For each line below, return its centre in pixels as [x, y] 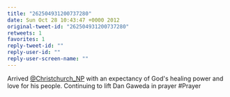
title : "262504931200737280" [49, 14]
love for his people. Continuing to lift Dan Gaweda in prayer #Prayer [104, 86]
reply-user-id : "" [34, 53]
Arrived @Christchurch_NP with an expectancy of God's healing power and [115, 78]
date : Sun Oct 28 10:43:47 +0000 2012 [63, 20]
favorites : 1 [26, 39]
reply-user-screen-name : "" [48, 59]
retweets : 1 [24, 33]
